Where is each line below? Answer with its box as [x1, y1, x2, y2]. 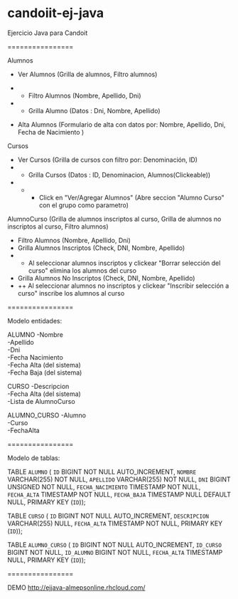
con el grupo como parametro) [38, 201, 129, 209]
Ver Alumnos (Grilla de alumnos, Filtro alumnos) [17, 70, 158, 78]
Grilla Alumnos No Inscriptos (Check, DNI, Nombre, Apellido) [17, 274, 195, 282]
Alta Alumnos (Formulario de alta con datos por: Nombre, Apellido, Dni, [17, 120, 226, 129]
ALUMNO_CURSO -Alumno [7, 411, 87, 420]
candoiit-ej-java [7, 5, 104, 21]
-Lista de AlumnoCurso [7, 397, 76, 405]
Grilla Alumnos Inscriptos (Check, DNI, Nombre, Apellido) [17, 244, 185, 252]
